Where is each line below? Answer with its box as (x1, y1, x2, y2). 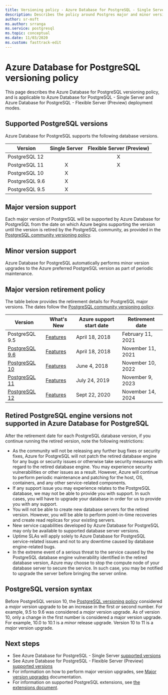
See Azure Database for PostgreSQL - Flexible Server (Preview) (12, 658, 144, 664)
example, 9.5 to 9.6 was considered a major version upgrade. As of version (5, 609, 160, 615)
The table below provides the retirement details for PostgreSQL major (5, 298, 148, 304)
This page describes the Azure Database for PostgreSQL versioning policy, (5, 89, 159, 95)
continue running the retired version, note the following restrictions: (5, 438, 144, 444)
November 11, (122, 345, 156, 352)
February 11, (122, 330, 153, 337)
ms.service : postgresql (5, 26, 55, 31)
